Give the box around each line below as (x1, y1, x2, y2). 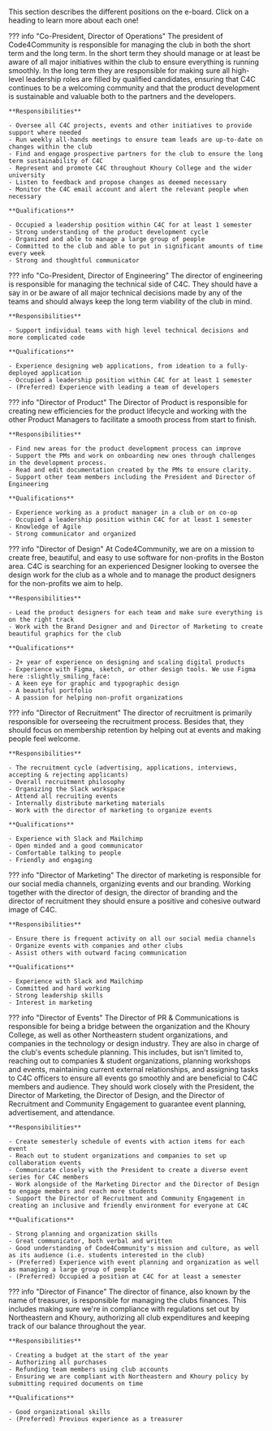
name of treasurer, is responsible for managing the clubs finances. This (8, 1295, 247, 1305)
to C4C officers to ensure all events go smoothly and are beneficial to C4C (8, 1073, 258, 1083)
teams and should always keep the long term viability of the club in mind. (8, 296, 253, 306)
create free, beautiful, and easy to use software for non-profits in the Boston (8, 553, 265, 562)
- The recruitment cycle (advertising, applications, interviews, (8, 764, 238, 772)
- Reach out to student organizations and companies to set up (8, 1152, 227, 1160)
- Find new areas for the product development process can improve (8, 445, 242, 453)
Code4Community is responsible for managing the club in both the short (8, 40, 251, 50)
